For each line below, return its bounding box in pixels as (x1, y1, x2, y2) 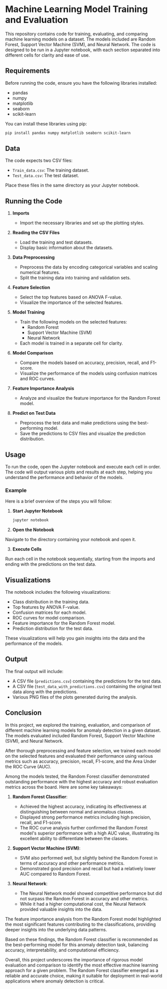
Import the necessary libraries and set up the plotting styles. (19, 220, 144, 226)
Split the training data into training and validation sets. (19, 275, 131, 281)
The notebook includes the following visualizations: (5, 589, 111, 595)
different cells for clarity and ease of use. (5, 52, 90, 58)
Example (5, 486, 27, 493)
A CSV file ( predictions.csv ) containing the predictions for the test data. (12, 678, 162, 684)
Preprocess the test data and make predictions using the (19, 420, 136, 426)
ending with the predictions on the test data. (5, 561, 96, 567)
